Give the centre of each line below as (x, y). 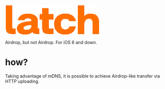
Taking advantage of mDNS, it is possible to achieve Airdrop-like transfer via (82, 76)
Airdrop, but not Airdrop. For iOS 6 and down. (51, 42)
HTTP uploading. (22, 81)
